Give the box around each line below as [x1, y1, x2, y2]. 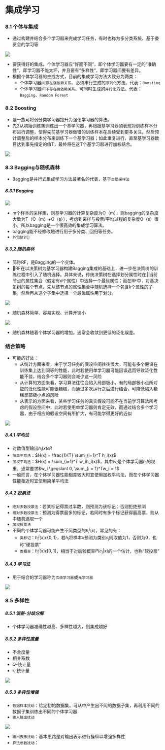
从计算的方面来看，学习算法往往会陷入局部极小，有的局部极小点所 [19, 380, 154, 386]
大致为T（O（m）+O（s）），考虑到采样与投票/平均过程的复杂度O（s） [12, 216, 155, 222]
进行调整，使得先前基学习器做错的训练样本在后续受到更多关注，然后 [16, 129, 155, 135]
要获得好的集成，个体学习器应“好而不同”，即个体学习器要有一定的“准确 [12, 61, 157, 67]
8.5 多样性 [5, 597, 30, 604]
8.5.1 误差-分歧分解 [5, 610, 44, 616]
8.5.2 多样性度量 [5, 636, 39, 642]
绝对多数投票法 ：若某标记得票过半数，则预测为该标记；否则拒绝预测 [12, 503, 146, 509]
